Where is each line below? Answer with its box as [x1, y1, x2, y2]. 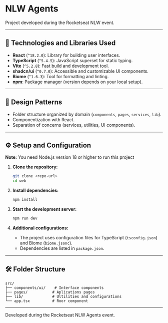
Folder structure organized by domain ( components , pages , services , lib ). [12, 111, 161, 117]
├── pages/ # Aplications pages [5, 289, 95, 294]
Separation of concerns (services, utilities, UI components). [12, 122, 135, 128]
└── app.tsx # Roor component [5, 298, 88, 303]
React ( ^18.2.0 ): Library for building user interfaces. [12, 52, 120, 58]
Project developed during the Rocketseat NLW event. [5, 20, 115, 26]
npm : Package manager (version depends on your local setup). [12, 79, 143, 85]
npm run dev [12, 216, 37, 221]
